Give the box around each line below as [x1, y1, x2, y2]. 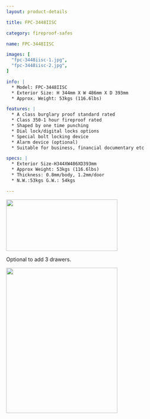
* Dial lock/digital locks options [11, 128, 100, 134]
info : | [6, 78, 25, 85]
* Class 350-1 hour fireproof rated [11, 117, 102, 123]
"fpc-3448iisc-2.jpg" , [11, 63, 68, 69]
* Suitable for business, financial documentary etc [11, 145, 145, 151]
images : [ [6, 52, 31, 58]
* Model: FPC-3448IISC [11, 84, 68, 90]
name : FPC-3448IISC [6, 41, 55, 47]
